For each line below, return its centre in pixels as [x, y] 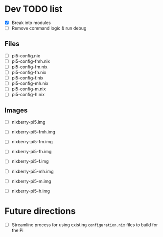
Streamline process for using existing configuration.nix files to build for [85, 225]
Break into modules [31, 23]
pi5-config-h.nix [28, 95]
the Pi [18, 230]
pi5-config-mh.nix [30, 83]
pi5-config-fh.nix [29, 73]
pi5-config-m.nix [29, 89]
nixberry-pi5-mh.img [33, 171]
